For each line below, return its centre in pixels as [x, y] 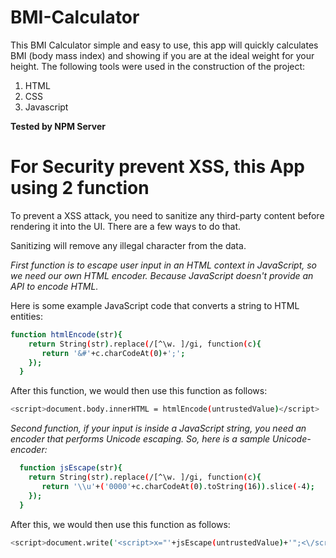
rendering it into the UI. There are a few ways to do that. [126, 226]
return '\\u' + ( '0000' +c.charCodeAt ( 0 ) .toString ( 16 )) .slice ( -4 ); [178, 486]
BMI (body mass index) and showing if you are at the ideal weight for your [162, 55]
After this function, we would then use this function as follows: [139, 391]
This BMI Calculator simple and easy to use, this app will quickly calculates [164, 45]
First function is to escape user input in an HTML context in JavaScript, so [163, 265]
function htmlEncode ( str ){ [66, 334]
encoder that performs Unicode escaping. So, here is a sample [140, 439]
